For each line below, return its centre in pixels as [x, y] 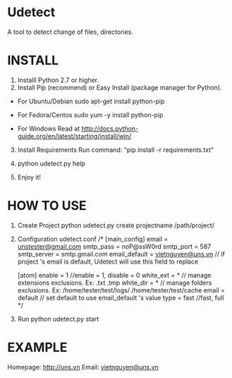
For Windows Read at [48, 129]
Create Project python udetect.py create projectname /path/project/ [116, 225]
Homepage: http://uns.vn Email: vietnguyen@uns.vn [83, 367]
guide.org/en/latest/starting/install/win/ [74, 136]
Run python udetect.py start [58, 319]
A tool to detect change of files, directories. [71, 32]
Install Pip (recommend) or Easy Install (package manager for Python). [120, 87]
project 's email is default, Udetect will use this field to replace [108, 261]
